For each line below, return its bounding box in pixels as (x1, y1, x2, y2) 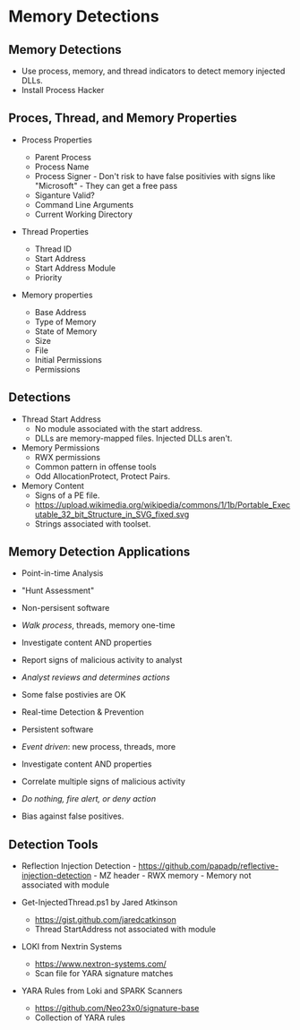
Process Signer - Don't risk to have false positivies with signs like (34, 170, 276, 181)
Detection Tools (8, 837, 99, 852)
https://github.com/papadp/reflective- (138, 861, 279, 871)
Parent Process (34, 151, 91, 162)
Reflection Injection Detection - (21, 861, 137, 871)
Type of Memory (34, 316, 97, 327)
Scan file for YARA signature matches (34, 968, 174, 979)
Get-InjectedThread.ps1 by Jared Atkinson (21, 897, 178, 908)
